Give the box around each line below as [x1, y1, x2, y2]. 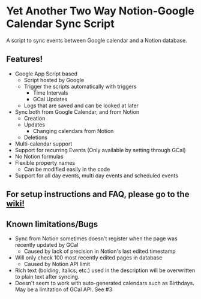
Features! [6, 54, 43, 64]
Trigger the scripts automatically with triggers [23, 83, 137, 90]
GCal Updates [32, 95, 68, 102]
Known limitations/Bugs [6, 219, 98, 229]
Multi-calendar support [14, 140, 73, 147]
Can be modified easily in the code [23, 165, 110, 173]
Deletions [23, 134, 48, 141]
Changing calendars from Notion [32, 127, 114, 134]
